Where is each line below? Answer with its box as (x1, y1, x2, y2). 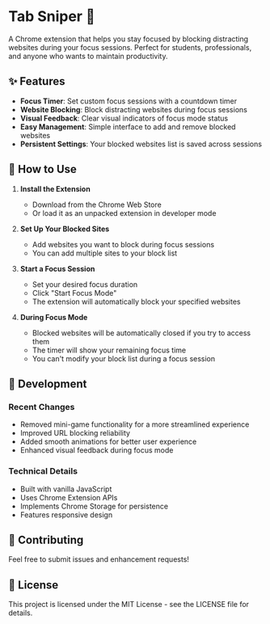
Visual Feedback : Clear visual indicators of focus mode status (19, 113, 229, 123)
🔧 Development (8, 377, 87, 390)
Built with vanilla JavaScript (19, 484, 112, 494)
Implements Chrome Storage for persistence (19, 501, 168, 511)
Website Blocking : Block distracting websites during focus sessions (19, 104, 248, 114)
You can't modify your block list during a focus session (32, 353, 216, 363)
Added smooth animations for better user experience (19, 436, 197, 447)
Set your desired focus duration (32, 279, 138, 289)
